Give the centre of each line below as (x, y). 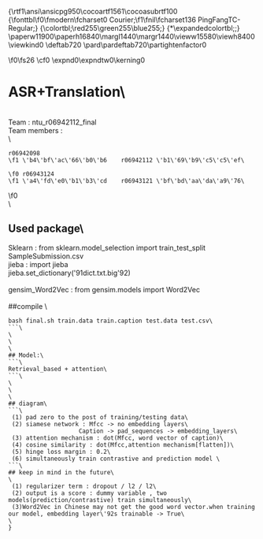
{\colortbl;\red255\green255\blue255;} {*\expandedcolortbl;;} (140, 28)
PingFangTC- (219, 20)
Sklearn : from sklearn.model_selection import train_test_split (107, 247)
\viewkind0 (26, 45)
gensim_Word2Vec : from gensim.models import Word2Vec (104, 289)
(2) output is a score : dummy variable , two (89, 493)
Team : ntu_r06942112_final (52, 122)
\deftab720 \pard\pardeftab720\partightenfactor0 (126, 45)
